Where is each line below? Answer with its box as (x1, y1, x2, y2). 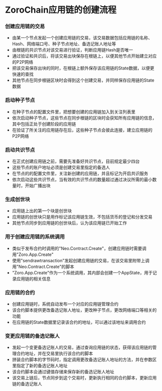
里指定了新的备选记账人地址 (12, 363, 68, 369)
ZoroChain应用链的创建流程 (5, 4, 117, 16)
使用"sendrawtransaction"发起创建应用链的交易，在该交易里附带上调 (12, 257, 149, 263)
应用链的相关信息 (16, 275, 51, 282)
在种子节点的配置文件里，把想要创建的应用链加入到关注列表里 (12, 109, 136, 115)
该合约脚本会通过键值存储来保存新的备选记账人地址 (12, 369, 114, 374)
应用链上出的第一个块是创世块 (12, 208, 72, 214)
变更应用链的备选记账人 (5, 332, 60, 339)
